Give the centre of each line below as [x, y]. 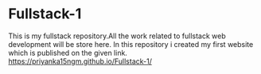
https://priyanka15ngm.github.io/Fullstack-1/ [80, 61]
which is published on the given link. [68, 53]
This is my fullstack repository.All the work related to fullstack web [117, 36]
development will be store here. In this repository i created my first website [131, 44]
